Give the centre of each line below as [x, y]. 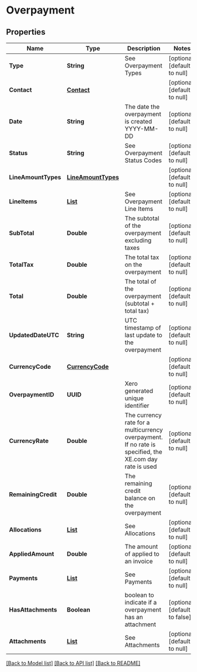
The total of [140, 281]
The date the [142, 107]
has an [134, 617]
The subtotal [142, 218]
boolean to [139, 595]
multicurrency [144, 430]
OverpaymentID [32, 394]
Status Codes [143, 160]
